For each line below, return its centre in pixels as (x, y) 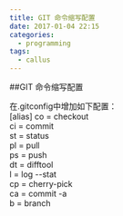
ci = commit (32, 126)
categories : (32, 34)
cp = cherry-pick (41, 184)
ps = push (28, 155)
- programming (44, 43)
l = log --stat (33, 174)
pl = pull (25, 145)
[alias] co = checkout (49, 116)
